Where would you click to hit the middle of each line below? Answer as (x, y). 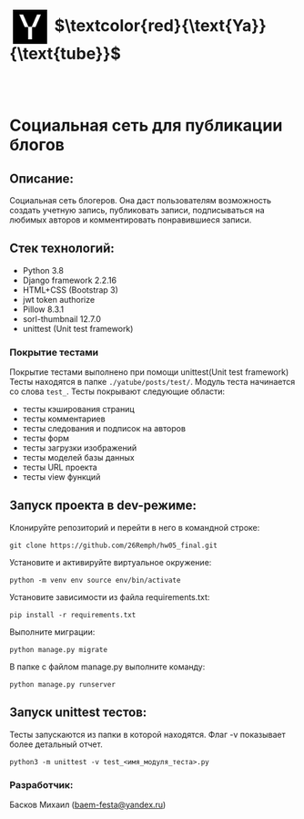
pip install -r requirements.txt (73, 615)
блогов (37, 145)
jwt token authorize (59, 299)
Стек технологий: (62, 249)
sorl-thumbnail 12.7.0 (62, 318)
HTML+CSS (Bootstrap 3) (70, 290)
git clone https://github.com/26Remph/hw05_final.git (114, 545)
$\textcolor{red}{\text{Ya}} (160, 25)
